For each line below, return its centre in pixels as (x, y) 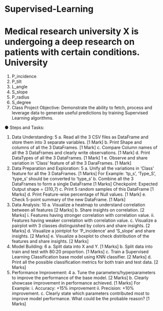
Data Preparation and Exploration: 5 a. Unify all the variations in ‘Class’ (83, 168)
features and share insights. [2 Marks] (50, 241)
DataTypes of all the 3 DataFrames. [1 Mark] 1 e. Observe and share (80, 158)
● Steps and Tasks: (24, 128)
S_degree (21, 103)
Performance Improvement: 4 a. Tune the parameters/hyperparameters (83, 273)
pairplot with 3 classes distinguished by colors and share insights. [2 (81, 226)
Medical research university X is (72, 32)
